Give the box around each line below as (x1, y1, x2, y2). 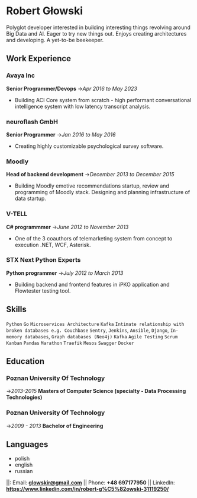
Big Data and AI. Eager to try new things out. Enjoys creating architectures (6, 30, 187, 37)
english (14, 461, 33, 468)
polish (14, 455, 30, 462)
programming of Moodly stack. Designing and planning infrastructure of (14, 189, 190, 196)
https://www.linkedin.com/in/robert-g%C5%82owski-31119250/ (6, 486, 169, 493)
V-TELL (6, 210, 28, 218)
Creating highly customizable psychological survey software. (14, 142, 164, 150)
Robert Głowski (6, 4, 83, 18)
